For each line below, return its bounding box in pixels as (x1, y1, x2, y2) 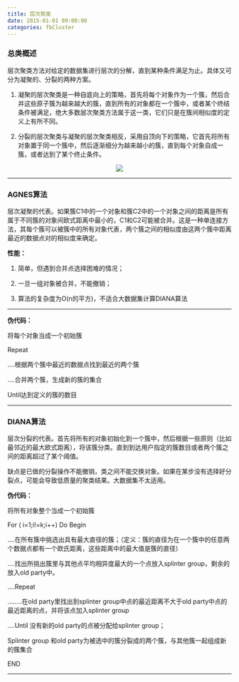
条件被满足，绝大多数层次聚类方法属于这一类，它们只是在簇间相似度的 (17, 108, 224, 116)
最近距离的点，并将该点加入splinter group (7, 606, 129, 615)
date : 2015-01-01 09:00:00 (7, 17, 87, 24)
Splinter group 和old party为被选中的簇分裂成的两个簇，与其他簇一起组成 (7, 636, 221, 645)
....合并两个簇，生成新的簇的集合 (7, 375, 102, 383)
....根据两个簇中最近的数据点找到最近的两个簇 (7, 360, 140, 368)
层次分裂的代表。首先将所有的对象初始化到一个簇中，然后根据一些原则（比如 (7, 434, 232, 443)
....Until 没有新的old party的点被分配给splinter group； (7, 621, 166, 630)
